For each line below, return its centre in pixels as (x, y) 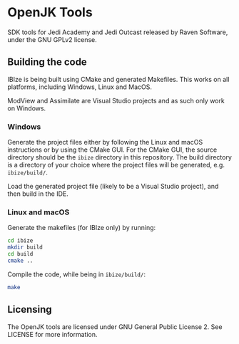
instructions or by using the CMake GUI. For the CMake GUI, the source (112, 150)
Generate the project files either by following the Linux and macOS (105, 142)
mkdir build (25, 247)
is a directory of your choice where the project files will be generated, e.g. (116, 165)
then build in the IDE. (38, 194)
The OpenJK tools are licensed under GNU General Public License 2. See (115, 327)
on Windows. (27, 108)
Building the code (47, 62)
